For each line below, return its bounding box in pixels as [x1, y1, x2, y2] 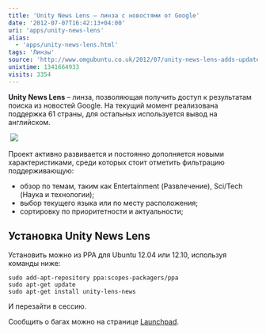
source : [8, 56, 34, 64]
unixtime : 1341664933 [8, 63, 80, 71]
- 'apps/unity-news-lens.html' [15, 41, 119, 49]
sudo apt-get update [8, 281, 77, 289]
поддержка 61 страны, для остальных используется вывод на [8, 108, 218, 119]
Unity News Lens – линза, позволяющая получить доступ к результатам [8, 92, 252, 101]
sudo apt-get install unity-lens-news [8, 288, 136, 296]
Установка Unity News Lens [8, 230, 150, 243]
